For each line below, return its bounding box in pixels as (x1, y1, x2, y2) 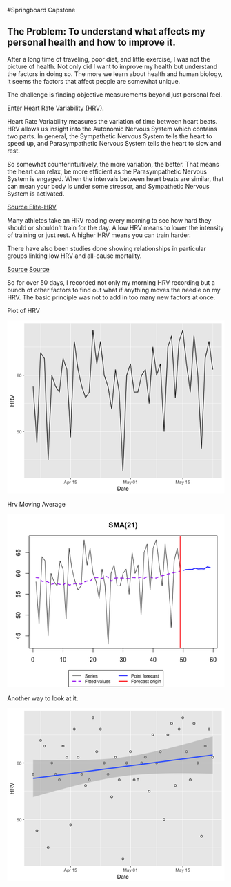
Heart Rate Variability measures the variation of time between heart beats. (7, 117, 218, 125)
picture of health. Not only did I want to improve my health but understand (7, 62, 218, 71)
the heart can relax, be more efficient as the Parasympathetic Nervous (7, 167, 207, 176)
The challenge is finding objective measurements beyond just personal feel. (7, 90, 223, 99)
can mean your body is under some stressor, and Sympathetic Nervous (7, 182, 210, 190)
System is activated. (7, 189, 65, 198)
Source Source (7, 265, 50, 273)
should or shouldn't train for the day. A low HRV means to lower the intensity (7, 223, 224, 232)
